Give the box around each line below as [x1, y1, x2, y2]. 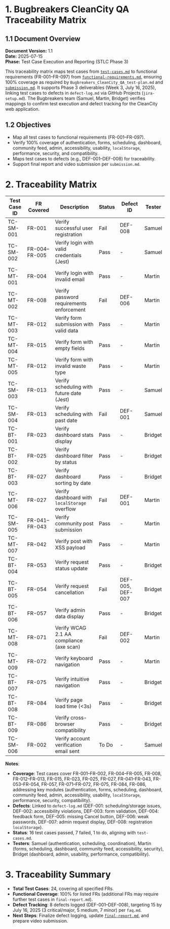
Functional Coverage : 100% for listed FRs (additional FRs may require [12, 891, 159, 897]
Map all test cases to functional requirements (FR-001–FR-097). [12, 134, 145, 140]
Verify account [55, 735, 90, 742]
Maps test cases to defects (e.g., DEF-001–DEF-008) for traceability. [12, 155, 156, 161]
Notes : [5, 761, 20, 767]
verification [55, 741, 82, 748]
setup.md [5, 96, 24, 101]
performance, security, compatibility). [12, 797, 92, 803]
